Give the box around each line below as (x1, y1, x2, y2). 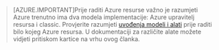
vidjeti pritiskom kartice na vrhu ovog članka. (12, 35, 140, 43)
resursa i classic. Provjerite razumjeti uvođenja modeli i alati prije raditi (12, 21, 212, 28)
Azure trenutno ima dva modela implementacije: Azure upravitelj (12, 13, 195, 21)
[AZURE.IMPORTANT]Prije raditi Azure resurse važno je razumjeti (12, 6, 198, 14)
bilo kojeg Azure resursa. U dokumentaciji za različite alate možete (12, 27, 202, 36)
